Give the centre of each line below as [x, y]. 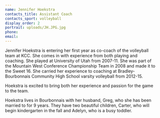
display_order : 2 [22, 23]
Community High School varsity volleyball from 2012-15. [87, 76]
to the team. [17, 91]
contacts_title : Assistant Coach [39, 14]
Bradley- [126, 71]
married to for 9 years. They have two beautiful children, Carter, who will [77, 105]
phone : [12, 32]
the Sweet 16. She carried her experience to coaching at [61, 71]
